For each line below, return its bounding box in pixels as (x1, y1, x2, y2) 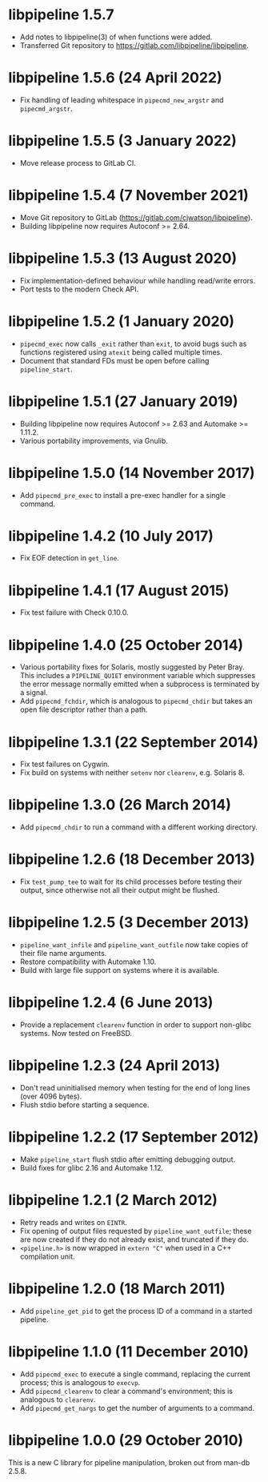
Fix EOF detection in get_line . (19, 553, 120, 563)
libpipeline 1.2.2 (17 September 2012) (8, 1128, 259, 1147)
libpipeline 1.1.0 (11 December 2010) (8, 1343, 250, 1360)
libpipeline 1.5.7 (8, 6, 114, 24)
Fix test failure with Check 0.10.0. (19, 608, 130, 617)
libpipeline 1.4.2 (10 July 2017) (8, 527, 214, 545)
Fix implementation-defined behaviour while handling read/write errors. (19, 275, 256, 285)
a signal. (19, 688, 48, 697)
